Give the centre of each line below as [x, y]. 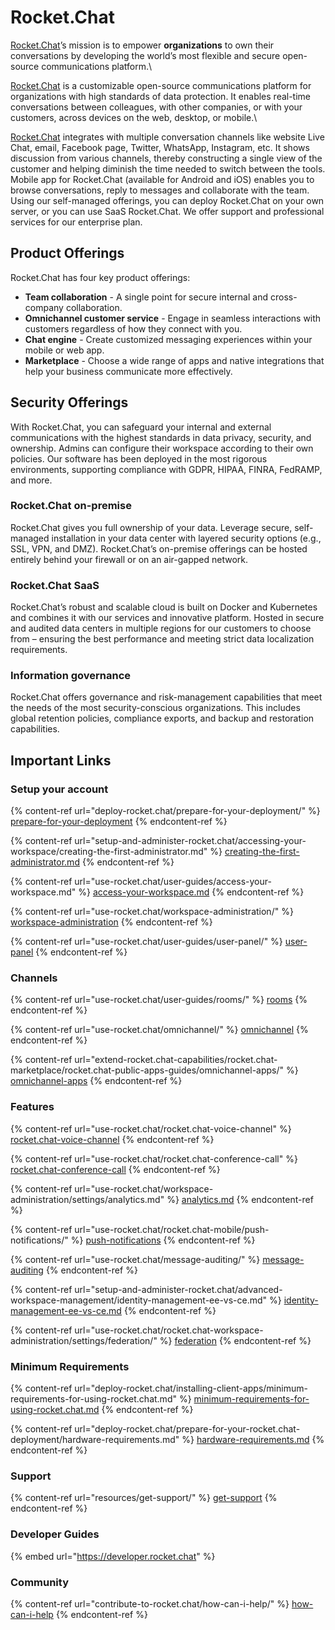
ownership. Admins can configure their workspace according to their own [162, 448]
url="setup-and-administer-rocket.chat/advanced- [178, 1289]
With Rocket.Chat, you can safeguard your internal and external [141, 427]
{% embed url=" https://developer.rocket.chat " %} [113, 1556]
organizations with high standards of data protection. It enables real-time [161, 96]
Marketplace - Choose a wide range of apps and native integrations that [174, 360]
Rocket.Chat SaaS [55, 585]
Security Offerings [69, 402]
